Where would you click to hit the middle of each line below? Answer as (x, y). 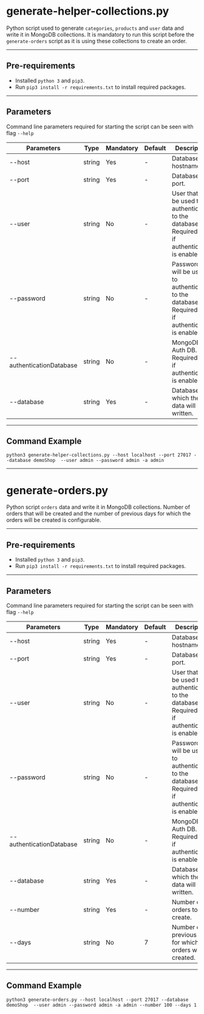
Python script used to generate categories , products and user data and (95, 28)
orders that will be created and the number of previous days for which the (99, 514)
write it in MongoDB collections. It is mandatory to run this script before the (100, 34)
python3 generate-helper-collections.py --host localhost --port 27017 (99, 455)
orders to (185, 909)
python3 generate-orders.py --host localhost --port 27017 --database (97, 999)
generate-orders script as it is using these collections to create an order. (97, 41)
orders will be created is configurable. (54, 520)
